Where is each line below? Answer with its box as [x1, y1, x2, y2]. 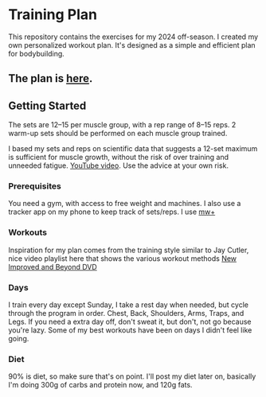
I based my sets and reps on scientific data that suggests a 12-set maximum [8, 144, 258, 154]
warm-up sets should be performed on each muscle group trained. [8, 129, 228, 138]
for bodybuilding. [8, 49, 65, 58]
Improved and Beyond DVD [8, 262, 97, 271]
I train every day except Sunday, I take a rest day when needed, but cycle [8, 300, 249, 309]
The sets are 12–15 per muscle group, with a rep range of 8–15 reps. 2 [8, 120, 237, 130]
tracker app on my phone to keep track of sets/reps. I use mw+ [8, 207, 216, 216]
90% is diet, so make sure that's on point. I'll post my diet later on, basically [8, 372, 256, 381]
